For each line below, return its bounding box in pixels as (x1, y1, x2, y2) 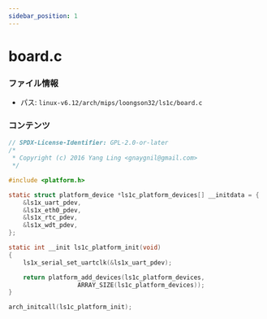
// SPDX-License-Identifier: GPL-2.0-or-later (8, 139, 169, 147)
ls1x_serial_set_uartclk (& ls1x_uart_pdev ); (23, 258, 173, 267)
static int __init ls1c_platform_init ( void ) (8, 243, 161, 252)
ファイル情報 (8, 77, 59, 89)
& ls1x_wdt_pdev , (23, 221, 79, 229)
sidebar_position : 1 (8, 11, 79, 20)
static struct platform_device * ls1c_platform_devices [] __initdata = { (8, 190, 260, 199)
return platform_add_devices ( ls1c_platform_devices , (23, 273, 205, 282)
